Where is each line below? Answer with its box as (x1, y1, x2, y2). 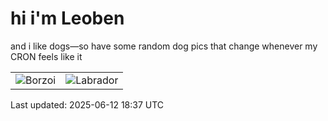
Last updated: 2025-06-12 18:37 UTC (10, 98, 165, 111)
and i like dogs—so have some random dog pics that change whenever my (10, 40, 318, 52)
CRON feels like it (10, 50, 83, 62)
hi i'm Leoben (10, 7, 125, 30)
